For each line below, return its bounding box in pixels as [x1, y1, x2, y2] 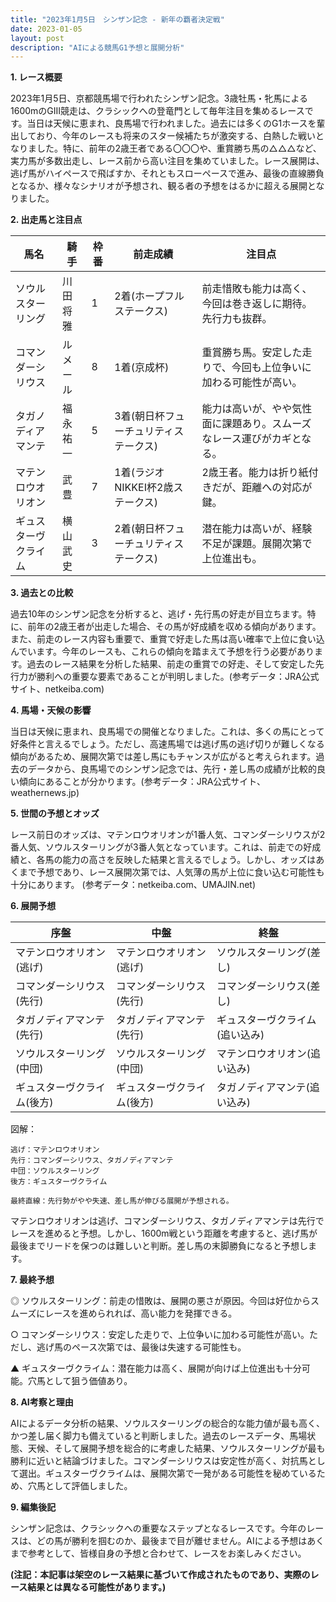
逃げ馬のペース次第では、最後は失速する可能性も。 [36, 1341, 247, 1353]
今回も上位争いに [231, 361, 312, 375]
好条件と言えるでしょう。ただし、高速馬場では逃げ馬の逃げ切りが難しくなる [10, 738, 325, 750]
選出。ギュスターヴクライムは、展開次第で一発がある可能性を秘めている [18, 1467, 317, 1480]
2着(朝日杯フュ [114, 522, 185, 536]
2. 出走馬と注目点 [10, 214, 83, 226]
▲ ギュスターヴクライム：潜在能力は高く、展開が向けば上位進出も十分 [10, 1362, 302, 1375]
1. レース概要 [10, 71, 63, 83]
